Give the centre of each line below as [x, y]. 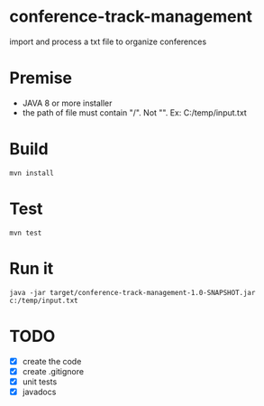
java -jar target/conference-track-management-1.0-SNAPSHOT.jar [132, 292]
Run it [32, 268]
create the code [52, 361]
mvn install [32, 173]
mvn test [26, 233]
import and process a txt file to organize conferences [108, 42]
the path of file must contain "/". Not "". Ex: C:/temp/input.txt [135, 112]
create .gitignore [53, 371]
